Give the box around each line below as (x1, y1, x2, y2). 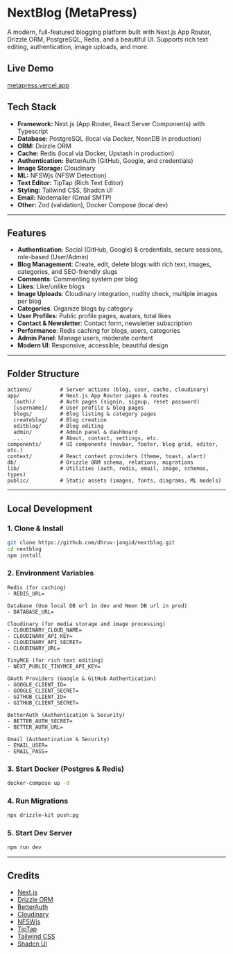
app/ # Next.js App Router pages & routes (7, 392, 169, 399)
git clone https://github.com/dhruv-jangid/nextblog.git (7, 539, 175, 546)
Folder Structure (7, 367, 80, 379)
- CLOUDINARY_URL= (7, 645, 60, 652)
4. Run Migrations (7, 796, 69, 806)
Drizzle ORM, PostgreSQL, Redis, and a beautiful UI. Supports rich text (7, 35, 209, 43)
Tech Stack (7, 101, 57, 113)
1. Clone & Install (7, 523, 64, 533)
